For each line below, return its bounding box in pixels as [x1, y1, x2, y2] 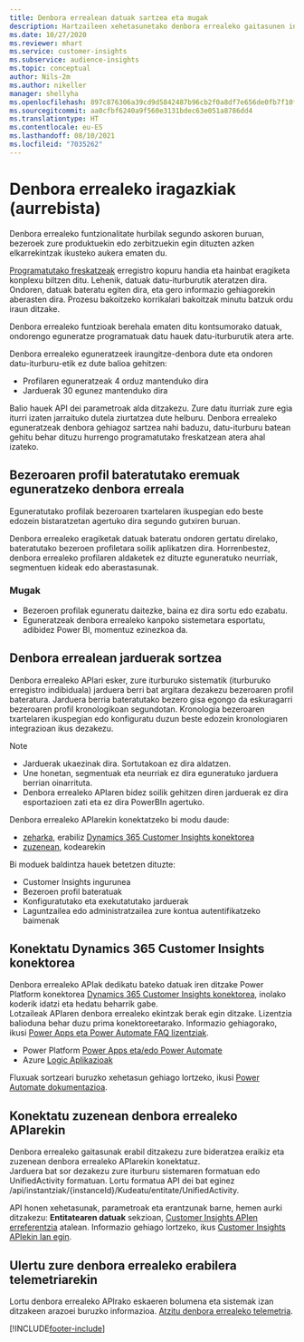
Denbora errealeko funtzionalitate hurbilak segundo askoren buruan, [9, 228, 264, 238]
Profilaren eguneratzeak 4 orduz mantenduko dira [22, 375, 209, 386]
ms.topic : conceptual [9, 64, 91, 73]
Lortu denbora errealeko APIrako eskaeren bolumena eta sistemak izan [9, 1296, 274, 1307]
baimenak [22, 915, 60, 926]
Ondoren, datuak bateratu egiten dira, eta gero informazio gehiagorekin [9, 284, 276, 295]
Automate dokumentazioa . [9, 1082, 109, 1093]
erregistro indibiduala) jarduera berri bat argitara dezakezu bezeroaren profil [9, 684, 294, 695]
